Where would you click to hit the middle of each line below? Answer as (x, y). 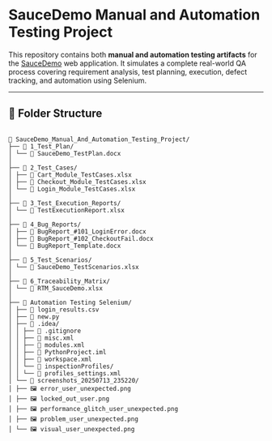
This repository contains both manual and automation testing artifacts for (133, 54)
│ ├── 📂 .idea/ (34, 323)
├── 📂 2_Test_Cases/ (43, 168)
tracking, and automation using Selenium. (78, 80)
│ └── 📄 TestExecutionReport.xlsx (67, 210)
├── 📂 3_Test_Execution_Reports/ (65, 203)
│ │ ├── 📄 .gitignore (45, 331)
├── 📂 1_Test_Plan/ (41, 146)
